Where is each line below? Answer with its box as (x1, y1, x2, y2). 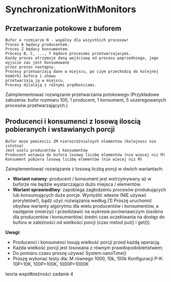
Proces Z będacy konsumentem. (5, 47, 70, 52)
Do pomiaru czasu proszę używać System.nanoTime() (12, 250, 127, 256)
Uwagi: (5, 229, 21, 235)
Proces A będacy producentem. (5, 42, 70, 47)
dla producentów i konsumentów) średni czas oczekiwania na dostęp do (12, 214, 165, 220)
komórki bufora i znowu (5, 73, 56, 78)
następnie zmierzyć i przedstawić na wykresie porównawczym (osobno (12, 208, 163, 214)
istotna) (5, 143, 24, 148)
